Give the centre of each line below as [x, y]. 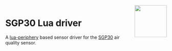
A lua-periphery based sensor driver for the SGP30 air [62, 37]
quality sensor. [21, 42]
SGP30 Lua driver [44, 23]
